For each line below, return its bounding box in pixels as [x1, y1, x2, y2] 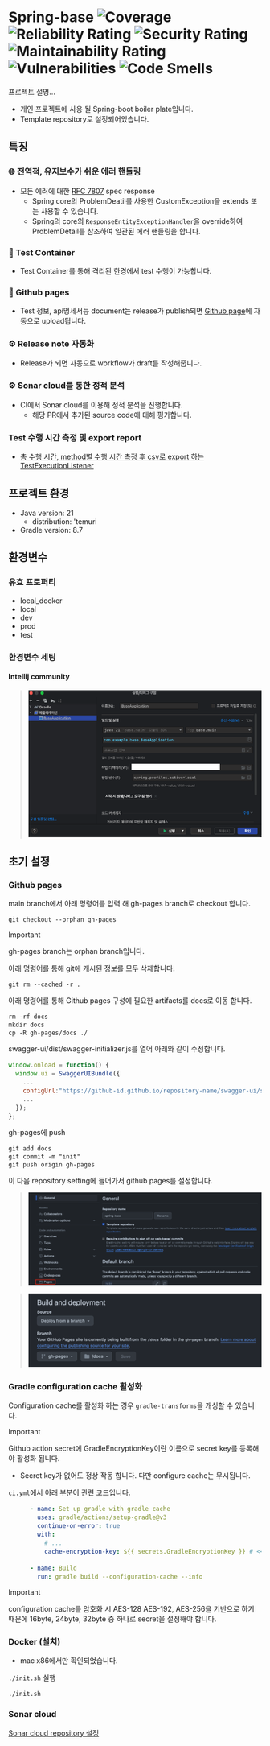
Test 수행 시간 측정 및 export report [8, 431, 142, 443]
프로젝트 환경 [8, 486, 70, 500]
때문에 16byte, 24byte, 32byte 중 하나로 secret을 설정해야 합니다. [8, 1614, 217, 1624]
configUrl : [22, 1087, 59, 1095]
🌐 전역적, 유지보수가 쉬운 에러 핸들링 [8, 166, 141, 177]
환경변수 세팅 [8, 651, 56, 662]
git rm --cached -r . [8, 980, 81, 989]
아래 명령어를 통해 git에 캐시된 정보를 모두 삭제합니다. [8, 964, 175, 973]
